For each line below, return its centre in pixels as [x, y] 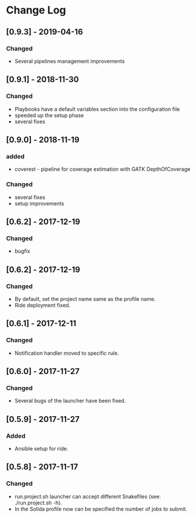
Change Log [36, 10]
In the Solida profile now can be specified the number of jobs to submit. [101, 509]
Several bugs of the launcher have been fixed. [70, 401]
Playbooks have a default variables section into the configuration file [97, 109]
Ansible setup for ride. [41, 448]
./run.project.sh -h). [38, 502]
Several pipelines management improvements [70, 61]
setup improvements [39, 203]
